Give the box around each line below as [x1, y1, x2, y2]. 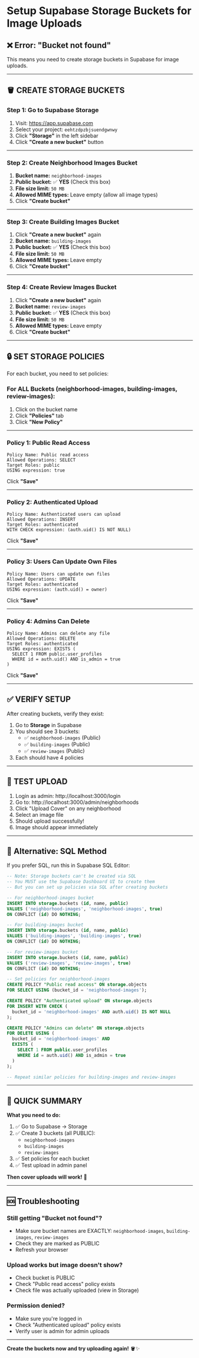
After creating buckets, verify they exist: [6, 710, 105, 717]
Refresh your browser [15, 1246, 68, 1253]
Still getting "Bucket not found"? [6, 1214, 103, 1222]
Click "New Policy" [15, 418, 63, 426]
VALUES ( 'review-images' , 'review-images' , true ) [6, 960, 132, 966]
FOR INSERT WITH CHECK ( [6, 1003, 68, 1009]
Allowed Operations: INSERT [6, 516, 76, 523]
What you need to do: [6, 1111, 61, 1119]
